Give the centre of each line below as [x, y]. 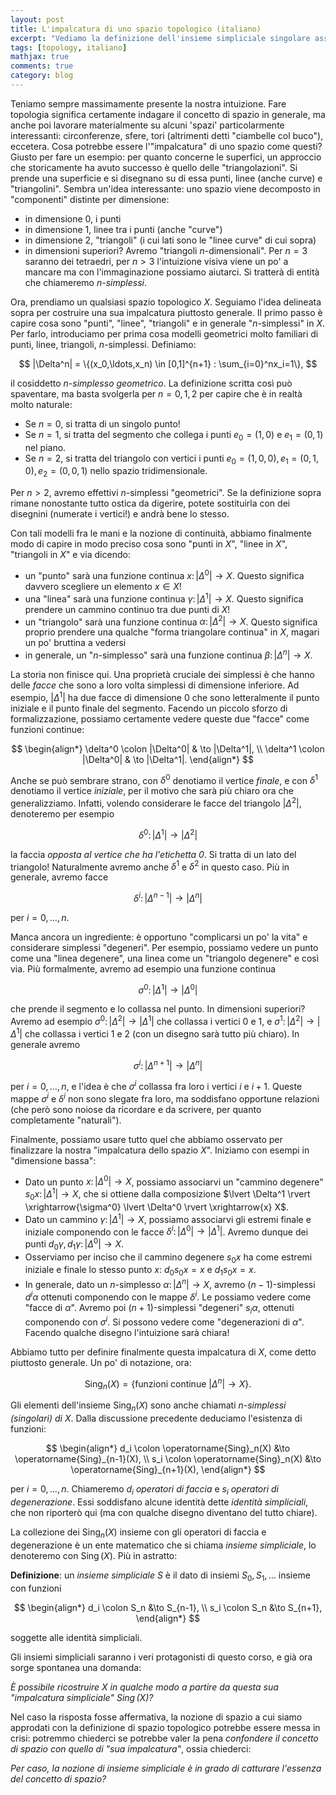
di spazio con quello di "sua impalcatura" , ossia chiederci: [131, 1748]
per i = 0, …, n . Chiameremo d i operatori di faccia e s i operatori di [144, 1490]
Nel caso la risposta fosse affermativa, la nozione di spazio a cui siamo [156, 1717]
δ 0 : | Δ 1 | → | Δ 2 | [168, 834]
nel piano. [45, 447]
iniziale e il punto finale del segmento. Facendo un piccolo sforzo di [149, 708]
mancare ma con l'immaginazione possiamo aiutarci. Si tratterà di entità [172, 272]
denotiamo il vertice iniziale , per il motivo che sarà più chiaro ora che [152, 791]
